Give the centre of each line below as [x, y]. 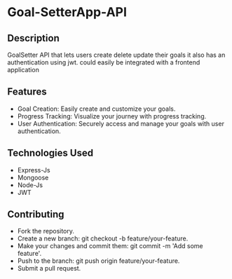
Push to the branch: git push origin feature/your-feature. [98, 261]
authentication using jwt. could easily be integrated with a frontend [104, 62]
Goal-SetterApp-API [67, 12]
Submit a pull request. [49, 268]
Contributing [36, 215]
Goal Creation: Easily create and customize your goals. [96, 109]
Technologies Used [50, 153]
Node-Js [30, 185]
